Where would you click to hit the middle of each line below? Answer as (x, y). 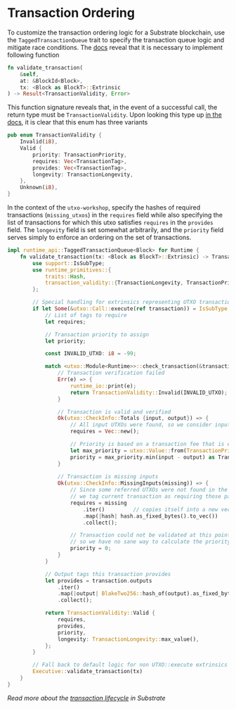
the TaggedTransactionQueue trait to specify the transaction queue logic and (116, 39)
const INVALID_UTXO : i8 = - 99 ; (91, 354)
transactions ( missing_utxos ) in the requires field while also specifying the (115, 215)
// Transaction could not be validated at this (141, 535)
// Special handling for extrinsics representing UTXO (114, 302)
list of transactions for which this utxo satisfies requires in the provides (110, 222)
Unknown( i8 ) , (39, 188)
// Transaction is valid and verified (114, 412)
